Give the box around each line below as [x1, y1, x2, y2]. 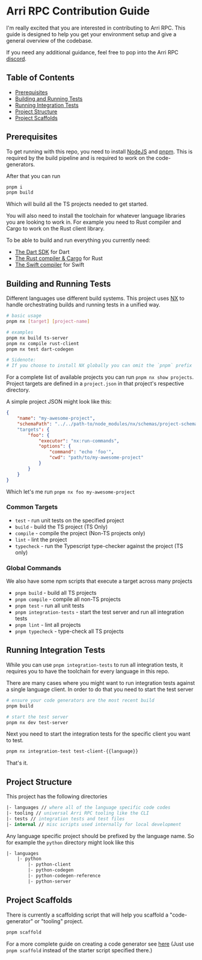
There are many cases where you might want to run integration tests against [6, 679, 195, 686]
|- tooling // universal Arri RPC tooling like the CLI [6, 810, 149, 816]
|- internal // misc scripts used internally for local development [6, 821, 182, 827]
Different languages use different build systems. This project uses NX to [6, 294, 185, 302]
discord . [6, 55, 27, 62]
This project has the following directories [6, 793, 108, 800]
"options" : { [38, 443, 71, 450]
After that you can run [6, 172, 61, 179]
